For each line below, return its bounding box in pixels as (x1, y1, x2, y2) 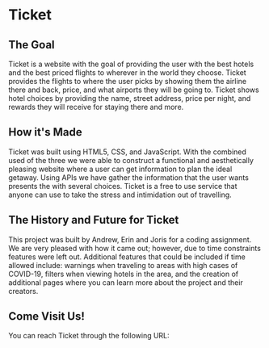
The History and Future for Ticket (8, 213, 179, 227)
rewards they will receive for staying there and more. (8, 103, 184, 111)
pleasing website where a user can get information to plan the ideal (8, 164, 233, 174)
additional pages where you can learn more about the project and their (8, 277, 244, 287)
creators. (8, 286, 39, 296)
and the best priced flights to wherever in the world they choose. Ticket (8, 68, 246, 78)
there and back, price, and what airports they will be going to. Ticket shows (8, 85, 260, 94)
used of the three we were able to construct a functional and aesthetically (8, 155, 254, 165)
